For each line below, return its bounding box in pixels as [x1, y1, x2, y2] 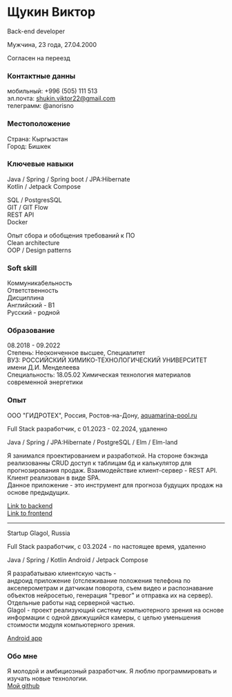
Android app [7, 634, 43, 642]
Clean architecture [7, 238, 60, 246]
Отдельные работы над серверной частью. [7, 598, 135, 606]
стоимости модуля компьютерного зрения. [7, 620, 135, 628]
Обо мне [7, 651, 38, 661]
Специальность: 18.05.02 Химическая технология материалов [7, 371, 191, 379]
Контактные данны [7, 71, 76, 80]
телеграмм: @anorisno [7, 102, 74, 110]
